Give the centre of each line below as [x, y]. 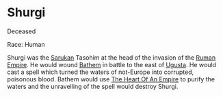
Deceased [22, 31]
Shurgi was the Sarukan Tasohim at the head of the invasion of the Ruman [112, 57]
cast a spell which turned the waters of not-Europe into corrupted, [101, 72]
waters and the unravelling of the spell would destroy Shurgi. [93, 86]
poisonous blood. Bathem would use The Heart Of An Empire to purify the [111, 79]
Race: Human [26, 44]
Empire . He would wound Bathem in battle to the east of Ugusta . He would [112, 64]
